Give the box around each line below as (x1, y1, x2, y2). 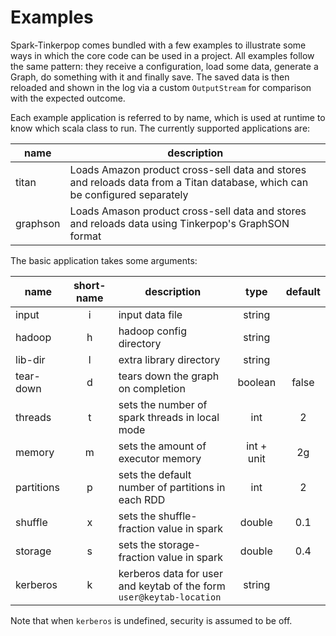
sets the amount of (118, 439, 207, 453)
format (69, 229, 102, 243)
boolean (237, 375, 277, 389)
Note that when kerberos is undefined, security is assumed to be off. (10, 614, 293, 626)
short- (73, 278, 107, 292)
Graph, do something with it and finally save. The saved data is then (10, 71, 290, 83)
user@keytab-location (118, 591, 222, 603)
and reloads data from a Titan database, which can (69, 175, 309, 189)
